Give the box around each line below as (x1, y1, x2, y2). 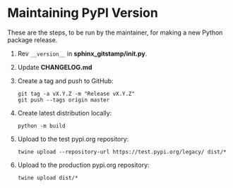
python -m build (17, 122, 66, 130)
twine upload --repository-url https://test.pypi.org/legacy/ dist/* (17, 148, 227, 156)
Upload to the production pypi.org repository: (17, 161, 150, 169)
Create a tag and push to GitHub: (17, 76, 114, 85)
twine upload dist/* (17, 174, 78, 181)
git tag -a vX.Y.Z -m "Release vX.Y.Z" (17, 90, 136, 97)
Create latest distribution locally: (17, 108, 112, 117)
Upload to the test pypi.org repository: (17, 134, 129, 143)
